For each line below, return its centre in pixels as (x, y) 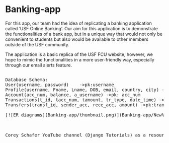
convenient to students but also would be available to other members (77, 39)
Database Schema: (26, 80)
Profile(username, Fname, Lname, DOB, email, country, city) (82, 90)
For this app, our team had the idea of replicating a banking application (78, 23)
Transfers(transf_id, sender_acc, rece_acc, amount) (72, 105)
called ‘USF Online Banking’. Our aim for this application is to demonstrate (82, 28)
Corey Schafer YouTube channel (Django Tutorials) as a (75, 135)
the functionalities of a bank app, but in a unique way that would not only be (84, 34)
